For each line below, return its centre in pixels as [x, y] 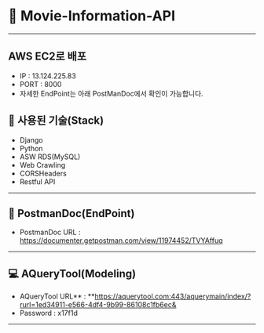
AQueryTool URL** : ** [57, 296]
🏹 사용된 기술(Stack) [56, 121]
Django [31, 139]
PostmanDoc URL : [50, 232]
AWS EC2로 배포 [48, 57]
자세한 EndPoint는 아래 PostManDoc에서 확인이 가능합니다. [111, 93]
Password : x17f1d [49, 313]
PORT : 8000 [40, 84]
